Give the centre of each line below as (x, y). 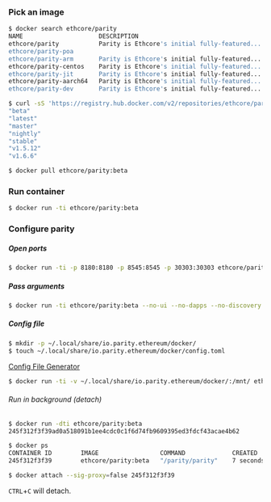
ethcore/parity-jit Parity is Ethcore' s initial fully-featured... (135, 74)
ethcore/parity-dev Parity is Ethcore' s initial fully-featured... (135, 89)
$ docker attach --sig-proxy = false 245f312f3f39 (92, 475)
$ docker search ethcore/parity (63, 29)
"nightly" (25, 133)
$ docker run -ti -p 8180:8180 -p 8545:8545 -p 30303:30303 (112, 268)
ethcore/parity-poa (41, 51)
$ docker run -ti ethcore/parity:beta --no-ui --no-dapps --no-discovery (135, 306)
